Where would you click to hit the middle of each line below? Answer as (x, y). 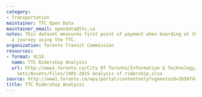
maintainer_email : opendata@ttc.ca (51, 29)
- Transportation (28, 17)
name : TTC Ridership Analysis (49, 62)
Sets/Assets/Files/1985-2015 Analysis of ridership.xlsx (90, 74)
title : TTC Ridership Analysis (45, 85)
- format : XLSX (25, 57)
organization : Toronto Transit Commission (60, 46)
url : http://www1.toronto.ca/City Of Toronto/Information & (88, 68)
